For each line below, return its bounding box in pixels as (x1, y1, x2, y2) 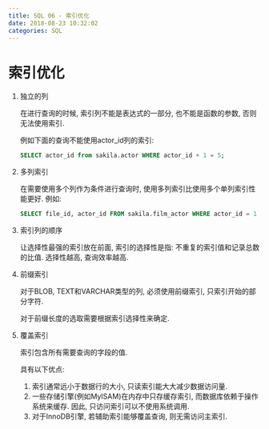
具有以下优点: (19, 365, 65, 375)
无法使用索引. (19, 118, 65, 128)
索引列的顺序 (19, 226, 62, 235)
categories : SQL (8, 26, 62, 34)
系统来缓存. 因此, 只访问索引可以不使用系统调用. (31, 402, 190, 411)
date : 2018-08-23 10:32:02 (8, 19, 98, 27)
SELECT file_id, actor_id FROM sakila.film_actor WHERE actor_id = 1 (19, 210, 258, 219)
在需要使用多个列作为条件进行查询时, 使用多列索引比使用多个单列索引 (19, 184, 249, 194)
